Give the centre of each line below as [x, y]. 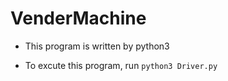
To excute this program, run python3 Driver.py [121, 65]
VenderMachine [78, 18]
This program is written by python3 [97, 46]
